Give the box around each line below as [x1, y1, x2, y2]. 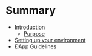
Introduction [14, 23, 45, 31]
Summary [5, 4, 56, 17]
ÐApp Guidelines [14, 43, 57, 50]
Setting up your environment [14, 36, 86, 43]
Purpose [23, 30, 45, 37]
